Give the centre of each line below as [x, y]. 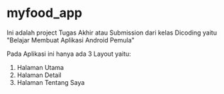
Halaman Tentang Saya [51, 82]
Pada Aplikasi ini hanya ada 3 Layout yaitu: [69, 54]
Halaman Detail [39, 75]
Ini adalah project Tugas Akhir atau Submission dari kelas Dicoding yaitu [112, 33]
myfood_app [45, 13]
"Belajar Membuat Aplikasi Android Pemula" [71, 40]
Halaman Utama [40, 67]
